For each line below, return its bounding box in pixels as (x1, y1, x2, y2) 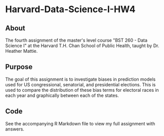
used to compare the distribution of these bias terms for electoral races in (5, 87, 159, 93)
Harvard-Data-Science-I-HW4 (5, 4, 136, 15)
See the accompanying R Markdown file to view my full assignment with (5, 120, 155, 126)
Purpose (5, 62, 33, 72)
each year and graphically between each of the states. (5, 92, 119, 98)
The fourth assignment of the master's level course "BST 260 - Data (5, 37, 148, 43)
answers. (5, 126, 24, 132)
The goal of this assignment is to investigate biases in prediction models (5, 76, 156, 82)
